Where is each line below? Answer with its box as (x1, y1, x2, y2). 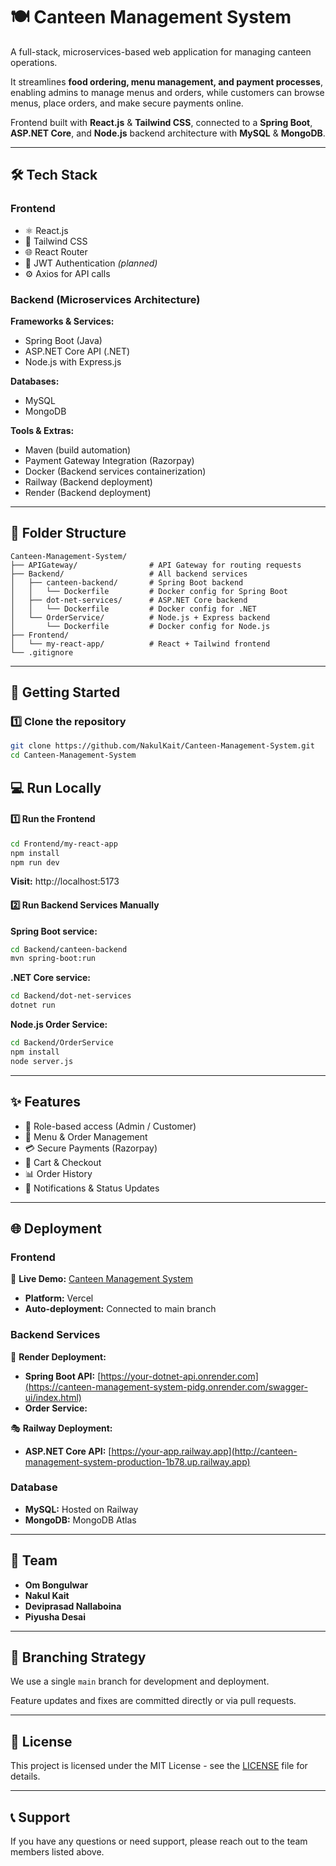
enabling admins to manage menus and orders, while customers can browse (10, 86, 325, 98)
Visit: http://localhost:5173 (10, 875, 120, 888)
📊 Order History (24, 1167, 93, 1179)
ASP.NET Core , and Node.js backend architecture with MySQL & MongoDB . (10, 127, 326, 139)
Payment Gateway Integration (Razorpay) (24, 454, 195, 466)
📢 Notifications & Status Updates (24, 1182, 160, 1194)
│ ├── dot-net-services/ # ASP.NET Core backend (10, 595, 248, 605)
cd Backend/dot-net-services (10, 991, 132, 1001)
